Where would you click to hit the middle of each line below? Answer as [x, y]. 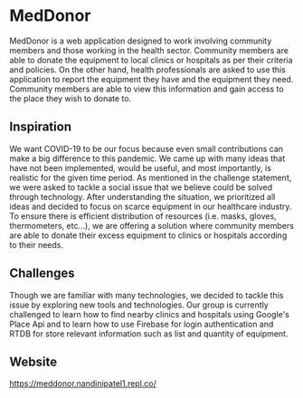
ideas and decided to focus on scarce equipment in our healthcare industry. [151, 206]
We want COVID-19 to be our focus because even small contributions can [146, 148]
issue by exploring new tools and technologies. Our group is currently [139, 305]
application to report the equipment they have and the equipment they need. [151, 79]
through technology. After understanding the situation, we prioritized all [142, 196]
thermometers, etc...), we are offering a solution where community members [151, 225]
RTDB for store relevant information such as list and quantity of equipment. [149, 333]
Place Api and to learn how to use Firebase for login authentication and [142, 324]
